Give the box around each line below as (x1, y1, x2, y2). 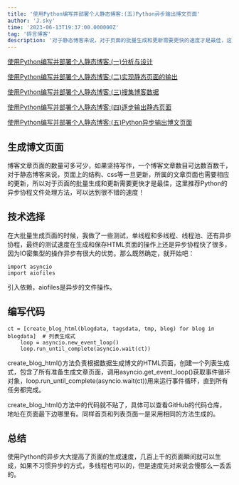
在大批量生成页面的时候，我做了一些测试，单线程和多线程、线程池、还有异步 (7, 231, 232, 240)
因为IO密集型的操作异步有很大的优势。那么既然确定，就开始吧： (7, 249, 195, 257)
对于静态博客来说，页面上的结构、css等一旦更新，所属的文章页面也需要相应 (7, 170, 230, 178)
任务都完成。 (7, 385, 45, 394)
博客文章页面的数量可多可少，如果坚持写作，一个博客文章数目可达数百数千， (7, 161, 232, 170)
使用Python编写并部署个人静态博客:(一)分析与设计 (7, 58, 153, 66)
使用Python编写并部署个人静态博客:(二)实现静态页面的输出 (7, 73, 178, 81)
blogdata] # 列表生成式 (7, 332, 76, 339)
